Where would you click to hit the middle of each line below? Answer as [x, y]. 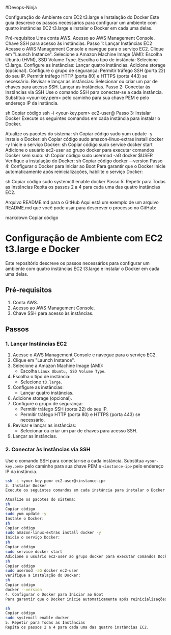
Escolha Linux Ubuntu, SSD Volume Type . [63, 371]
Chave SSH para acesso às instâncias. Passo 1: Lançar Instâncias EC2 [79, 43]
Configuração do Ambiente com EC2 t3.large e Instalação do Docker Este [82, 17]
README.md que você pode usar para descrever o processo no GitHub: [81, 208]
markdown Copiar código [32, 217]
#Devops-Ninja [21, 7]
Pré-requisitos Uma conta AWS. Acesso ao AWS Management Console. [80, 38]
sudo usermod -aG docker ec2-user [42, 571]
